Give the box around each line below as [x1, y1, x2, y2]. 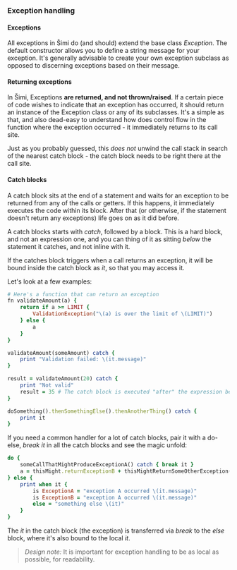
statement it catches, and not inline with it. [7, 242, 130, 250]
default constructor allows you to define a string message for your [7, 47, 200, 55]
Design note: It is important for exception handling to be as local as [24, 547, 219, 556]
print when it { [20, 480, 68, 488]
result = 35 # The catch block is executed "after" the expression [20, 388, 222, 395]
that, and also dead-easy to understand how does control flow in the [7, 116, 207, 124]
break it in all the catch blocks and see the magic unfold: [23, 441, 188, 449]
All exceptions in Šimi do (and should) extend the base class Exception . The [7, 39, 228, 47]
